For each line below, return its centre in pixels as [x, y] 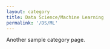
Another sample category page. [46, 40]
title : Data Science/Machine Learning [55, 17]
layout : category [28, 12]
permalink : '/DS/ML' [32, 23]
